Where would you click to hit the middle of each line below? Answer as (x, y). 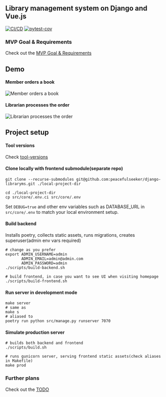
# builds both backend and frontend (44, 343)
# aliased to (19, 317)
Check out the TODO (27, 389)
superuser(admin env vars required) (43, 240)
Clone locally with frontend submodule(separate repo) (64, 168)
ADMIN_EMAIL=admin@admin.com (52, 259)
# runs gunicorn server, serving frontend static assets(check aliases (83, 357)
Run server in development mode (41, 292)
